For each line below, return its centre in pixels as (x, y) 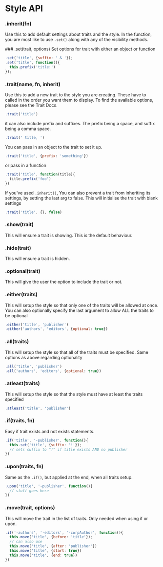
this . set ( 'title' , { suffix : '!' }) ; (46, 445)
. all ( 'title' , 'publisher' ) (34, 366)
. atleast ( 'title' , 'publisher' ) (38, 408)
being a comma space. (28, 129)
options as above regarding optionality (44, 357)
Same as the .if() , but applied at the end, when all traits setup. (69, 477)
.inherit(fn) (18, 24)
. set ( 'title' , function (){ (32, 63)
